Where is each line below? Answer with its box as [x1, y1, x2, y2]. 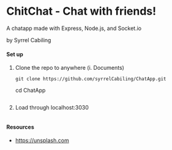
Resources [6, 123, 35, 130]
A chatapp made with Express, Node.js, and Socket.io [6, 24, 142, 32]
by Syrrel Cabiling [6, 36, 51, 43]
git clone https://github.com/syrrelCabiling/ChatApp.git [15, 76, 166, 82]
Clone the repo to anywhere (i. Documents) [15, 64, 124, 72]
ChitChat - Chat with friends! [6, 4, 157, 18]
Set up [6, 50, 23, 58]
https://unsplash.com [15, 137, 69, 144]
